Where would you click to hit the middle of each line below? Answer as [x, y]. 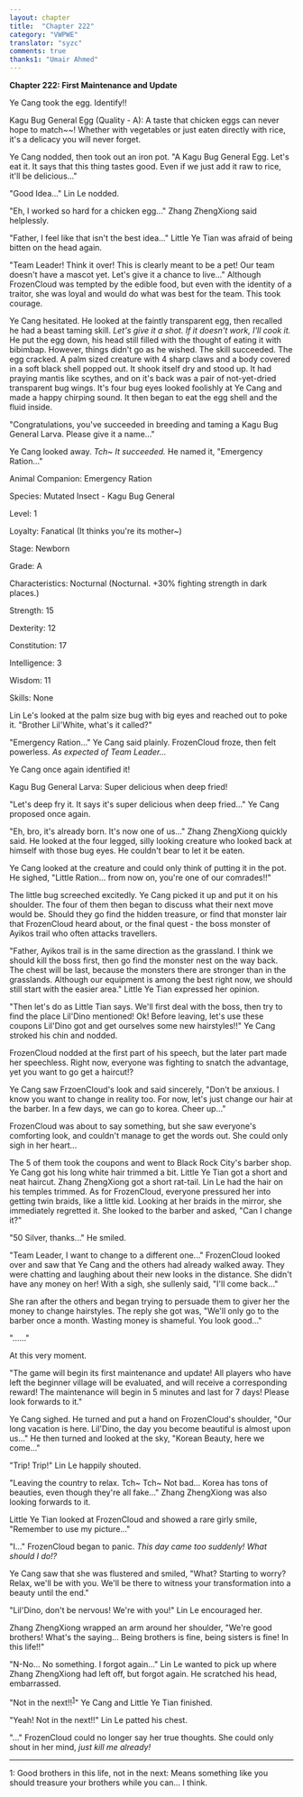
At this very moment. [48, 1355]
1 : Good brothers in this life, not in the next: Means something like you [139, 1773]
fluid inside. [31, 407]
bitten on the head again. [55, 248]
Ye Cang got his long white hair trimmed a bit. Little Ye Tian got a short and [148, 1172]
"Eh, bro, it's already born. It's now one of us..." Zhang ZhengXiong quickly [148, 831]
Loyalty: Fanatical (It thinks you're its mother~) [96, 531]
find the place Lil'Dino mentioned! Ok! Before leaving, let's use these [137, 1016]
